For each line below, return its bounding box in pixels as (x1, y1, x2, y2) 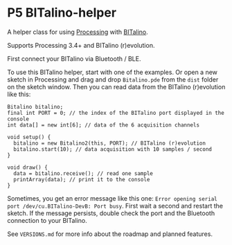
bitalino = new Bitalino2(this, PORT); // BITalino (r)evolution (13, 140, 206, 147)
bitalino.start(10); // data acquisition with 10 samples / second (13, 145, 213, 153)
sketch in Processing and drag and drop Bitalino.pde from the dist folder (7, 75, 219, 84)
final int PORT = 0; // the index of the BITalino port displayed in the (7, 109, 225, 116)
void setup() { (7, 134, 51, 140)
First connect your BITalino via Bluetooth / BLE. (7, 54, 141, 63)
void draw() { (7, 164, 48, 171)
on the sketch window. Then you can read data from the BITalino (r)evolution (7, 82, 226, 91)
